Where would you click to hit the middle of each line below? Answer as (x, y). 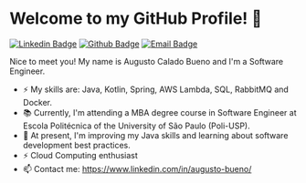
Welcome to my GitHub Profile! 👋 (136, 19)
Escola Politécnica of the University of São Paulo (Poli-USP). (137, 126)
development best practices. (76, 145)
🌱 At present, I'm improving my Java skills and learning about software (155, 135)
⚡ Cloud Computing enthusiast (80, 155)
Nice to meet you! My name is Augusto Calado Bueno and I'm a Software (147, 61)
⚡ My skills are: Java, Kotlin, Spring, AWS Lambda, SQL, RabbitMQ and (156, 89)
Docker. (37, 102)
